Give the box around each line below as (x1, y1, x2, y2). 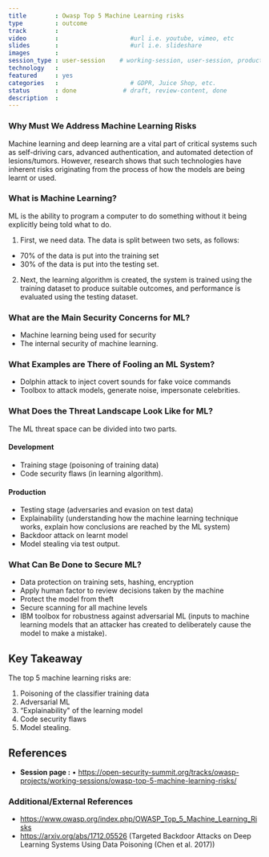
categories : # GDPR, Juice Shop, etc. (8, 79, 217, 87)
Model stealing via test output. (19, 539, 120, 549)
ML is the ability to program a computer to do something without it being (8, 210, 247, 221)
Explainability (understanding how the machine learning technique (19, 513, 239, 523)
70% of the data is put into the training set (19, 251, 159, 260)
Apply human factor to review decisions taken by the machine (19, 586, 224, 595)
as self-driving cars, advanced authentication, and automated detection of (8, 147, 254, 157)
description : (8, 94, 59, 102)
